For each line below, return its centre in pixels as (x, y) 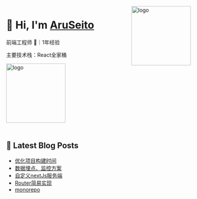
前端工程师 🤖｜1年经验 (33, 42)
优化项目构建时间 (35, 161)
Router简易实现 (33, 183)
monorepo (27, 190)
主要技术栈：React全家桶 (36, 54)
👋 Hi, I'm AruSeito (50, 25)
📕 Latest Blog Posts (42, 146)
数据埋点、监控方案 (38, 168)
